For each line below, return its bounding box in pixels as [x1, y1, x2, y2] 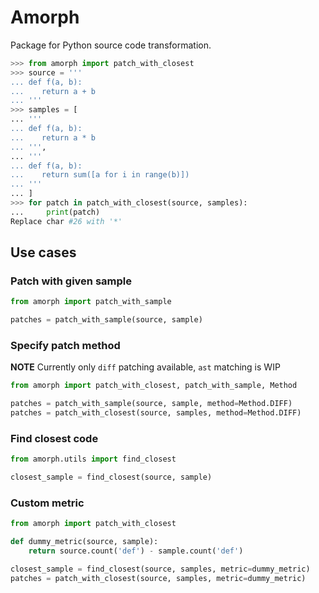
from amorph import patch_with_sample [10, 297, 172, 307]
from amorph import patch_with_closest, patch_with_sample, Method [10, 381, 298, 391]
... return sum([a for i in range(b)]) [10, 170, 190, 180]
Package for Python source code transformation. [10, 39, 212, 51]
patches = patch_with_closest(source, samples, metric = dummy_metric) [10, 573, 307, 583]
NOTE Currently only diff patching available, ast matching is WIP [10, 361, 281, 373]
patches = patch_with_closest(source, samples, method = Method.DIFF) [10, 408, 302, 418]
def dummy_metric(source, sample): [10, 537, 159, 547]
